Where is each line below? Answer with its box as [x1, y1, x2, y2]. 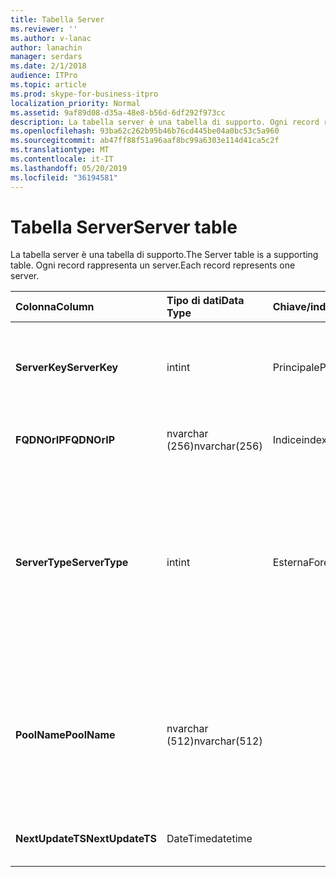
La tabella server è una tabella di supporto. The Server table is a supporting [10, 249, 319, 261]
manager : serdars [10, 52, 83, 62]
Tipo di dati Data [166, 294, 245, 308]
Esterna [272, 556, 309, 570]
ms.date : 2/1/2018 [10, 61, 87, 71]
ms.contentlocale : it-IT [10, 154, 114, 164]
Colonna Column [15, 300, 95, 314]
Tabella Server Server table [10, 216, 238, 238]
